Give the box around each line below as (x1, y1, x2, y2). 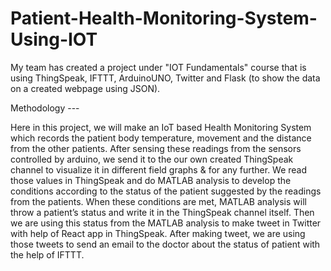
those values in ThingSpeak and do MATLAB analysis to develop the (10, 174, 292, 186)
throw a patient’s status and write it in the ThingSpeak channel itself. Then (10, 206, 315, 218)
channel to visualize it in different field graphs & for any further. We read (10, 163, 308, 176)
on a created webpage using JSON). (10, 82, 161, 94)
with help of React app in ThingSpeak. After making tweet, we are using (10, 227, 306, 239)
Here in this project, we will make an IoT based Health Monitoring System (10, 121, 312, 133)
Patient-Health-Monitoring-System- (10, 7, 318, 30)
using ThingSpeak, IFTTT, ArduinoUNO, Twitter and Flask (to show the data (10, 72, 321, 84)
